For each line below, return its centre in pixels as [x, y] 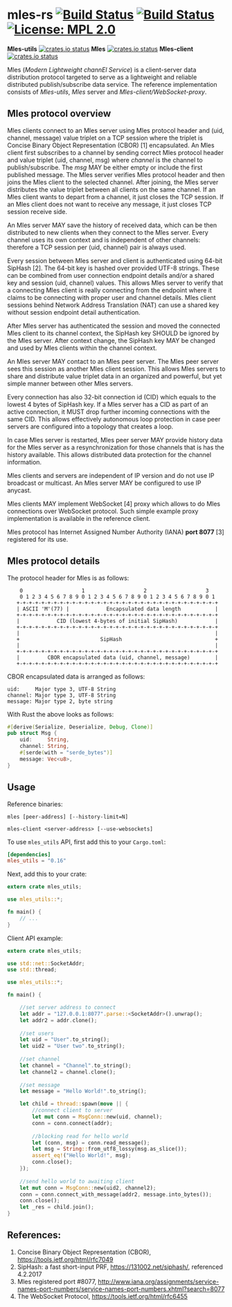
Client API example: [35, 938]
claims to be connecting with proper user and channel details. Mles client [111, 297]
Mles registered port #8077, [57, 1281]
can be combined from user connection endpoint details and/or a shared [111, 275]
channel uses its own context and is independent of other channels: [104, 240]
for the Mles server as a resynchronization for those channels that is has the [116, 447]
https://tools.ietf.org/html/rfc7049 [65, 1259]
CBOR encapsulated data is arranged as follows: [76, 676]
